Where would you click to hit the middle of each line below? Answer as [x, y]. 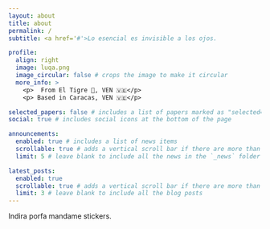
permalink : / [30, 31]
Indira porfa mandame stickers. [60, 216]
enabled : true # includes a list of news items [97, 141]
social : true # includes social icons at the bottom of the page [120, 120]
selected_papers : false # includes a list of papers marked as [117, 112]
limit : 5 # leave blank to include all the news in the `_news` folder [138, 156]
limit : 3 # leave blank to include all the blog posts [109, 194]
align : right [37, 60]
